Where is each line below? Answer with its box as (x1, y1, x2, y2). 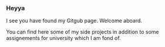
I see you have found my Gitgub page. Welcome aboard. (6, 17, 143, 24)
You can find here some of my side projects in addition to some (6, 28, 160, 35)
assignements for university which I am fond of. (6, 35, 122, 42)
